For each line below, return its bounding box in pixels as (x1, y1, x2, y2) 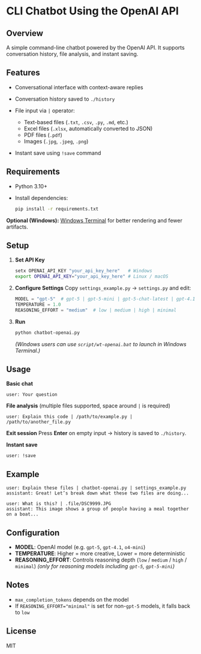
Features (6, 68, 40, 78)
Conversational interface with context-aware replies (14, 83, 143, 91)
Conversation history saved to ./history (14, 95, 115, 103)
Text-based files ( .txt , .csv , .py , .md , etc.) (23, 118, 129, 125)
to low (14, 608, 30, 616)
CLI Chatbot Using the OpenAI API (6, 4, 179, 18)
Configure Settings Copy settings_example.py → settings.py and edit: (14, 284, 191, 292)
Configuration (6, 527, 60, 538)
